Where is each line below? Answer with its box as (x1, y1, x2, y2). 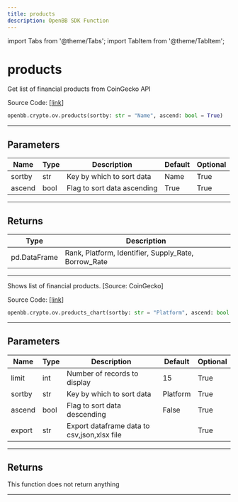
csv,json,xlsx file (67, 430, 122, 440)
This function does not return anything (7, 480, 120, 489)
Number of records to (67, 369, 139, 378)
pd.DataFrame (11, 252, 59, 262)
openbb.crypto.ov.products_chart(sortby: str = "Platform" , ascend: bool (7, 309, 230, 316)
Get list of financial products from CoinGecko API (7, 84, 151, 93)
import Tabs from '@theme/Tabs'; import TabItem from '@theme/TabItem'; (7, 36, 225, 45)
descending (67, 409, 106, 419)
